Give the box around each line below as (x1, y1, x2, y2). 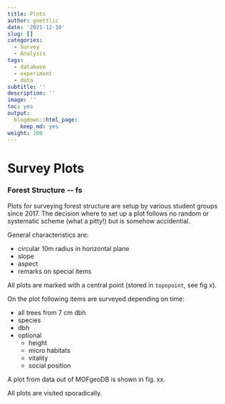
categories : (7, 37, 43, 44)
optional (17, 331, 42, 339)
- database (14, 63, 46, 70)
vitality (28, 353, 48, 362)
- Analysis (14, 51, 46, 58)
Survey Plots (7, 160, 85, 176)
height (28, 339, 48, 347)
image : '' (7, 97, 37, 104)
